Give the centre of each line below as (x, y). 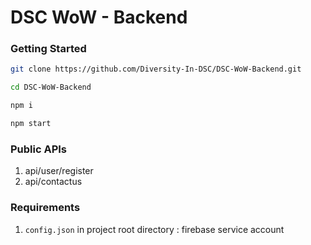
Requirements (45, 208)
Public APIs (39, 149)
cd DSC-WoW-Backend (51, 87)
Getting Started (48, 49)
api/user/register (59, 171)
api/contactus (53, 182)
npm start (31, 124)
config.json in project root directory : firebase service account (154, 229)
